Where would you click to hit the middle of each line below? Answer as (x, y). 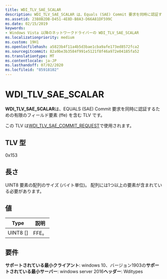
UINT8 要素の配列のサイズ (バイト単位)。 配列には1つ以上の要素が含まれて (82, 185)
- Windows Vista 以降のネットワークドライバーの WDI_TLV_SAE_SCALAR (72, 33)
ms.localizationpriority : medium (40, 38)
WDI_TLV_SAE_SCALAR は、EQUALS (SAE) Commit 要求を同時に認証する (81, 109)
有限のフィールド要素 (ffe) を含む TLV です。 (59, 115)
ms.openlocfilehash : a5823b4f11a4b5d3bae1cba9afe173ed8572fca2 (72, 47)
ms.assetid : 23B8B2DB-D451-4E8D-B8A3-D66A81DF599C (59, 19)
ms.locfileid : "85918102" (32, 70)
